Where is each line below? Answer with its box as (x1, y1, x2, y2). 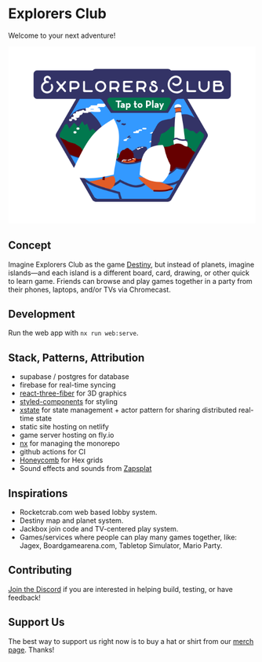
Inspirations (8, 487, 68, 500)
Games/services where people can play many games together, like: (19, 532, 238, 542)
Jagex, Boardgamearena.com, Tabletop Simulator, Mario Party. (19, 540, 223, 550)
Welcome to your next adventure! (8, 31, 116, 40)
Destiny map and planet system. (19, 516, 124, 525)
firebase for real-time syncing (19, 381, 116, 390)
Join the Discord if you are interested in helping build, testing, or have (8, 584, 233, 594)
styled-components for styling (19, 397, 118, 406)
